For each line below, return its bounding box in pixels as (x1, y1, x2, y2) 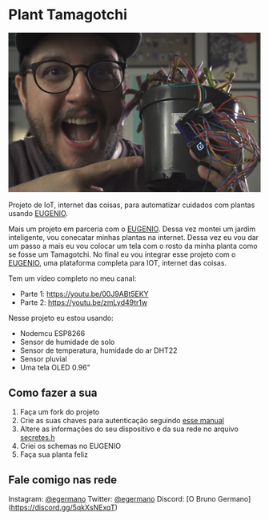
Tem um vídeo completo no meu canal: (8, 274, 137, 283)
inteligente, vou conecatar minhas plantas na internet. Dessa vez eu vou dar (8, 233, 259, 242)
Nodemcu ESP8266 (19, 329, 86, 338)
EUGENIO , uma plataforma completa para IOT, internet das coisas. (8, 258, 227, 268)
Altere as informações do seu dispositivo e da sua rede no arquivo (19, 424, 239, 434)
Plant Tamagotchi (8, 6, 128, 24)
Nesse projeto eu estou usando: (8, 314, 114, 323)
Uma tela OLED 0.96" (19, 362, 90, 373)
